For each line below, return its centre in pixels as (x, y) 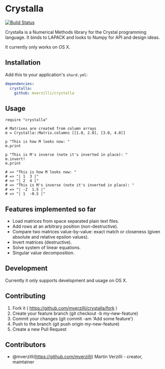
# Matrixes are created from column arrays (51, 129)
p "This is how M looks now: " (38, 142)
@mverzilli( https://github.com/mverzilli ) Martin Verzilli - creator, (77, 357)
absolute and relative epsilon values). (50, 237)
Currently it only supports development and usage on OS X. (66, 280)
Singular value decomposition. (43, 253)
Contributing (25, 296)
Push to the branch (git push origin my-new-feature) (66, 324)
